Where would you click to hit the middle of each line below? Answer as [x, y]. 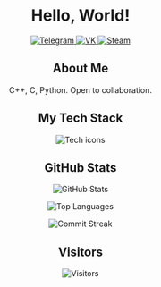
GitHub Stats [80, 168]
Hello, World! [80, 16]
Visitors [80, 252]
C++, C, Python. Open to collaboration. [80, 89]
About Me [80, 68]
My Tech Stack [80, 118]
